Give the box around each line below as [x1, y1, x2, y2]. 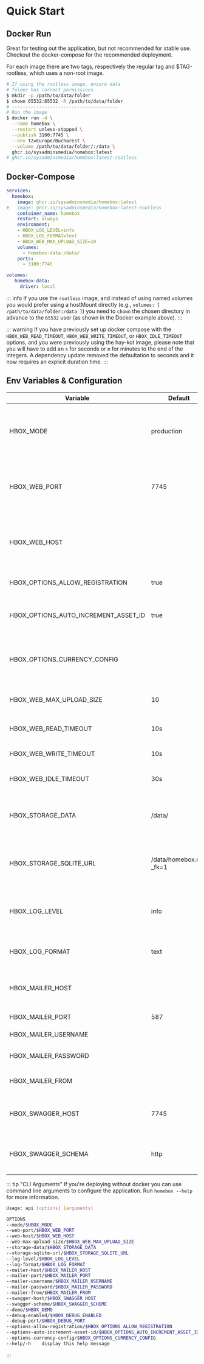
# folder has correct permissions [6, 86, 94, 93]
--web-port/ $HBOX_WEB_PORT [6, 1228, 75, 1234]
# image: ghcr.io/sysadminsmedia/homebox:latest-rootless [6, 205, 162, 211]
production [151, 427, 183, 435]
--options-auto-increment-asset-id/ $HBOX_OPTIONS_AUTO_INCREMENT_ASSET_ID [6, 1329, 200, 1335]
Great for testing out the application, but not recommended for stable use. [6, 44, 191, 52]
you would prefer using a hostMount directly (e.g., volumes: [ [6, 301, 160, 308]
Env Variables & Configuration [6, 376, 123, 386]
